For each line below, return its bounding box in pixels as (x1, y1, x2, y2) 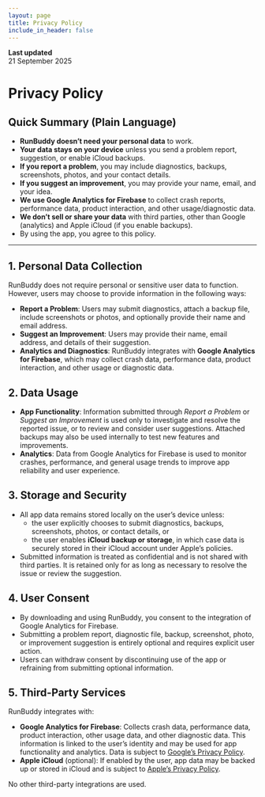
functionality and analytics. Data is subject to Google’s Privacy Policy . (19, 747, 246, 757)
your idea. (19, 187, 53, 196)
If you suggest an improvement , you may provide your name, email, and (19, 179, 256, 188)
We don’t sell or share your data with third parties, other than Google (19, 212, 246, 222)
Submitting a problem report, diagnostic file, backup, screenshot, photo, (19, 629, 255, 639)
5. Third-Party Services (8, 686, 126, 700)
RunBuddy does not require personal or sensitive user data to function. (8, 280, 239, 290)
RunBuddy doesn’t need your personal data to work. (19, 136, 194, 146)
